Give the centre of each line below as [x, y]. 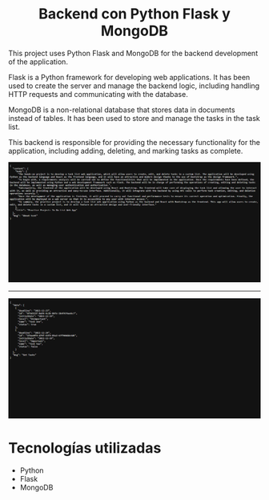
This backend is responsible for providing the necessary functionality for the [134, 142]
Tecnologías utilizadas [85, 448]
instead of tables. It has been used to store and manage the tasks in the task [134, 118]
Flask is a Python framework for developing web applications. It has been [129, 77]
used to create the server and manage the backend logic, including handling [134, 86]
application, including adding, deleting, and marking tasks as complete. [126, 151]
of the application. [38, 62]
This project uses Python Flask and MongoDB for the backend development [133, 53]
